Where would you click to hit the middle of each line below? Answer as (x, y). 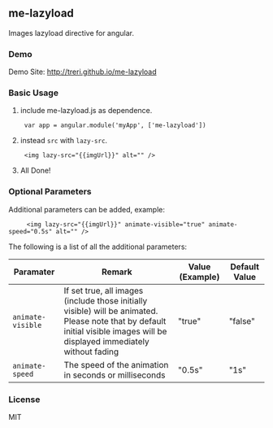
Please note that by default (115, 321)
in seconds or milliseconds (115, 375)
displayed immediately (106, 341)
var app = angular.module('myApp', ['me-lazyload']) (115, 125)
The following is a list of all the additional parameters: (98, 247)
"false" (242, 321)
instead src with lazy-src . (64, 141)
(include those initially (106, 300)
